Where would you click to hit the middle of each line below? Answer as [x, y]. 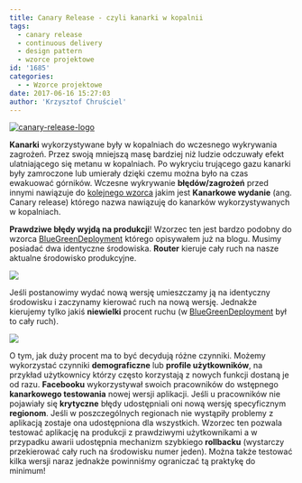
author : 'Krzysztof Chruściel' [68, 102]
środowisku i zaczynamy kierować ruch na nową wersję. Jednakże [133, 302]
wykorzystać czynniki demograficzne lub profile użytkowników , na [136, 366]
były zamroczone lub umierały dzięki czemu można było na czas [129, 173]
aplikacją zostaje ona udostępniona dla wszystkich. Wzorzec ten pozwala [146, 423]
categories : [32, 77]
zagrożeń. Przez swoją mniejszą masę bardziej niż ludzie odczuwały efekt [147, 154]
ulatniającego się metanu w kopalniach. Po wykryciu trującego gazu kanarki [150, 164]
